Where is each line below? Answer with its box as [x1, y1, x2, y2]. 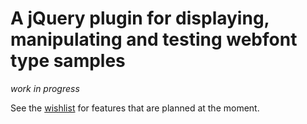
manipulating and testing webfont [10, 28, 298, 51]
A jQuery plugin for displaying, [10, 7, 270, 30]
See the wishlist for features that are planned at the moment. [10, 102, 260, 114]
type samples [10, 50, 126, 72]
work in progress [10, 82, 80, 94]
